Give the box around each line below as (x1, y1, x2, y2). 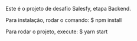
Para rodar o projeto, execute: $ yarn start (5, 28, 108, 35)
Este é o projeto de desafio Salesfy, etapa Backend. (5, 5, 131, 12)
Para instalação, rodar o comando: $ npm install (5, 17, 122, 23)
